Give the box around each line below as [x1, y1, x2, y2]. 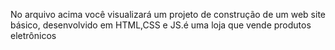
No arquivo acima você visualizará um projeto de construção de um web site [10, 9, 326, 20]
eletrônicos [10, 30, 57, 41]
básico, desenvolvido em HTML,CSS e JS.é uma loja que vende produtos [10, 19, 312, 31]
